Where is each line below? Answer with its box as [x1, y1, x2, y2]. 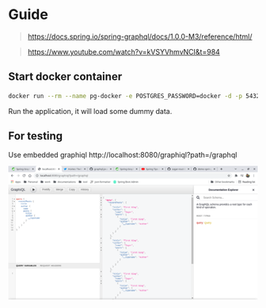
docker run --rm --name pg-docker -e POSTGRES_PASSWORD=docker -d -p [8, 92, 243, 100]
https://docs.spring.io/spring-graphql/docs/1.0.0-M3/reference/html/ [27, 32, 253, 41]
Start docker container [8, 70, 123, 84]
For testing [8, 129, 63, 143]
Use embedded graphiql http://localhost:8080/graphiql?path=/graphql [8, 150, 237, 160]
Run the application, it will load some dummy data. [8, 106, 173, 116]
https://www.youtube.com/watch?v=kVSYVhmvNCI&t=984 [27, 47, 220, 56]
